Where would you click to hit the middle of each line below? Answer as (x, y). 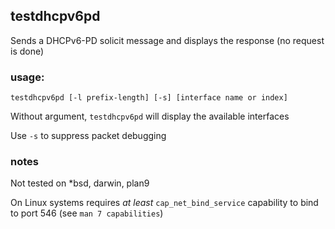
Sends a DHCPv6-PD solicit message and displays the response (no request (167, 40)
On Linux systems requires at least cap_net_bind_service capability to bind (164, 203)
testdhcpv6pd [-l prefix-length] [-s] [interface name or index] (149, 98)
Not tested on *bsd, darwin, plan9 (80, 183)
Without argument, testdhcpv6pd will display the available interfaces (150, 116)
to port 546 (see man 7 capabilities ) (87, 213)
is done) (27, 51)
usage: (27, 77)
